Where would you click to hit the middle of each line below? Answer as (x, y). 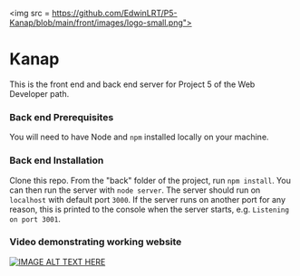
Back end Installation (57, 160)
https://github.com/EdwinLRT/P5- (115, 13)
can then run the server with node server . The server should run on (135, 190)
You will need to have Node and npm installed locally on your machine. (139, 137)
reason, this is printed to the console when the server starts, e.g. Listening (150, 209)
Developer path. (39, 93)
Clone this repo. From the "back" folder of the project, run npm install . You (150, 180)
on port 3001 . (35, 219)
